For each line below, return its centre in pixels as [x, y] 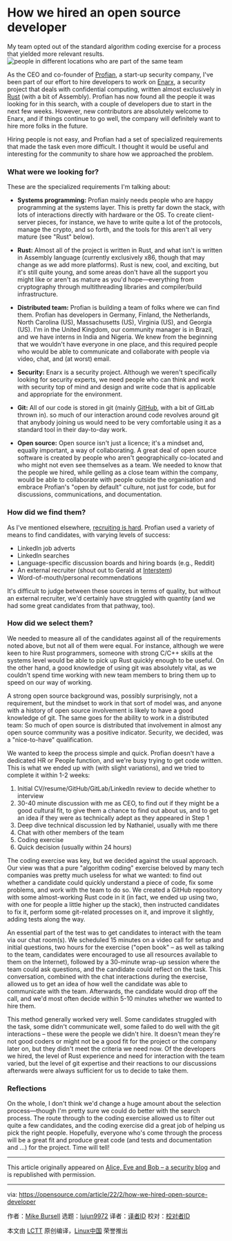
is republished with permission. [51, 1175]
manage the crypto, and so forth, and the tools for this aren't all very [114, 230]
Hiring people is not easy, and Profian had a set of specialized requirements [115, 139]
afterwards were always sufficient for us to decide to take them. [98, 1071]
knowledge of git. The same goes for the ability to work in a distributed [108, 717]
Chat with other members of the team [70, 832]
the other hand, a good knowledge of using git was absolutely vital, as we [112, 667]
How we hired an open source [94, 13]
